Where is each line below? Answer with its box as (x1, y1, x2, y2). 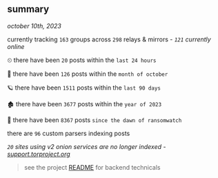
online (7, 42, 25, 50)
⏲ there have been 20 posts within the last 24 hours (7, 56, 157, 64)
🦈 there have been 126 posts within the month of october (7, 70, 168, 78)
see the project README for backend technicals (23, 163, 161, 171)
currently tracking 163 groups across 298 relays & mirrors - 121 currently (7, 35, 212, 43)
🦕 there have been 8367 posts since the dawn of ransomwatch (7, 115, 182, 124)
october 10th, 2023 (7, 21, 62, 30)
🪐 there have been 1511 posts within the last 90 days (7, 83, 161, 92)
